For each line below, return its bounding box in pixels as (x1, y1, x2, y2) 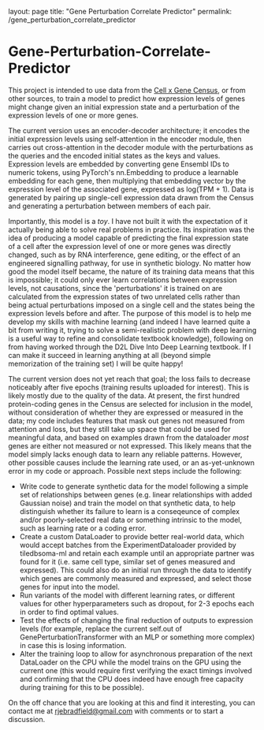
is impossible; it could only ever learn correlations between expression (8, 275, 237, 285)
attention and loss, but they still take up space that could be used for (8, 424, 231, 434)
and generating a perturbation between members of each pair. (8, 201, 211, 210)
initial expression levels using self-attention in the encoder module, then (8, 134, 242, 143)
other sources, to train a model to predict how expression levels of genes (8, 94, 246, 103)
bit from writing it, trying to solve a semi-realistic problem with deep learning (8, 325, 257, 334)
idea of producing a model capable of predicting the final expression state (8, 233, 249, 243)
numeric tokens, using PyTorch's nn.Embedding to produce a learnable (8, 167, 239, 177)
